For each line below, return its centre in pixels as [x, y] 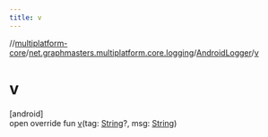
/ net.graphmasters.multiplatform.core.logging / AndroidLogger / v [142, 52]
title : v [26, 17]
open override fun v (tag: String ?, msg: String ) [93, 123]
